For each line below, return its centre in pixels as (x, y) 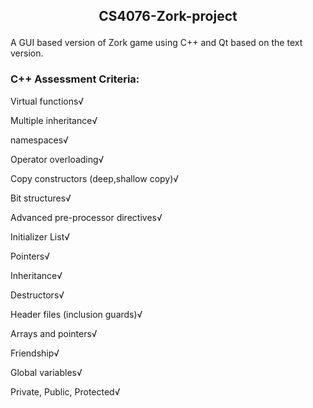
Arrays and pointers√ (54, 333)
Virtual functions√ (47, 101)
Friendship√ (35, 353)
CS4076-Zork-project (168, 16)
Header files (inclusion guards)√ (76, 314)
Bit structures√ (41, 198)
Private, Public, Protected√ (65, 391)
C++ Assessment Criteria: (75, 79)
